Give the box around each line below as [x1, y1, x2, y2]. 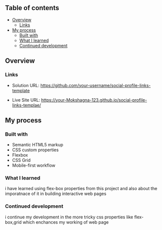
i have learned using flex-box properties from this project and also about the [5, 186, 158, 192]
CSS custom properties [12, 147, 59, 153]
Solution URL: [12, 82, 40, 88]
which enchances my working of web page [22, 219, 109, 225]
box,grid [5, 219, 22, 225]
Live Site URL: [12, 97, 40, 103]
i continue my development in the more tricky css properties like [5, 214, 133, 220]
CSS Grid [12, 158, 31, 163]
